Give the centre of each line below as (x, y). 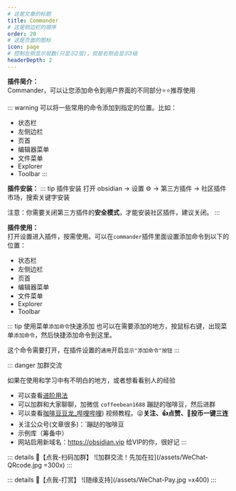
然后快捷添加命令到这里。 (78, 335)
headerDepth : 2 (30, 60)
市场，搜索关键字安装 (38, 197)
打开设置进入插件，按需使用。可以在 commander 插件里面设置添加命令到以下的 (118, 236)
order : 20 (22, 34)
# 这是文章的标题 (29, 14)
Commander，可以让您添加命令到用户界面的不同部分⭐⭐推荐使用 (101, 90)
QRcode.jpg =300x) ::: (40, 465)
